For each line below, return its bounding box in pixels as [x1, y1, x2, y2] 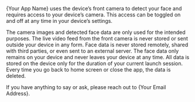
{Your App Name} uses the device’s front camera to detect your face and [6, 5, 182, 12]
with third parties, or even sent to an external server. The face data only [6, 47, 179, 55]
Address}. [6, 90, 30, 97]
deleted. [6, 73, 26, 79]
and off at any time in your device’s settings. [6, 18, 113, 24]
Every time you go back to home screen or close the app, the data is [6, 66, 171, 73]
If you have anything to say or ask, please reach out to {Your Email [6, 84, 166, 90]
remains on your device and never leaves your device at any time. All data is [6, 54, 190, 60]
